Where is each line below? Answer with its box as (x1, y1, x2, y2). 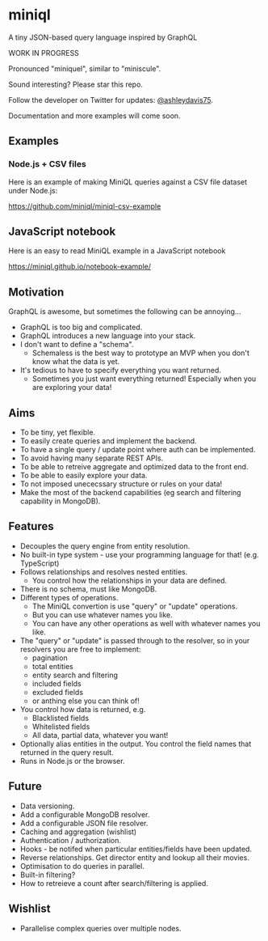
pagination (31, 653, 68, 663)
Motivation (8, 285, 65, 299)
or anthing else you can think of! (31, 696, 140, 706)
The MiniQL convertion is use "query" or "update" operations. (31, 601, 238, 611)
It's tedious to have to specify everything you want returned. (19, 366, 222, 375)
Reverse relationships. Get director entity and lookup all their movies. (19, 852, 250, 863)
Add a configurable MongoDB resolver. (19, 809, 150, 819)
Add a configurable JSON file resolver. (19, 818, 149, 828)
